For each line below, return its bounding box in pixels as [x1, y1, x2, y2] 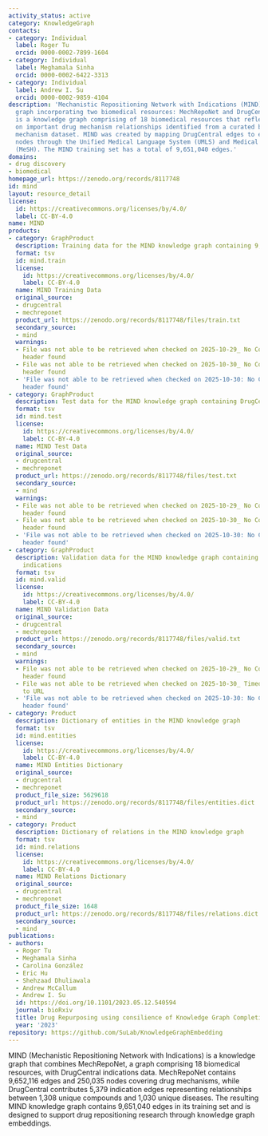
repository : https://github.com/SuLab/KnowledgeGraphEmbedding [8, 1028, 223, 1036]
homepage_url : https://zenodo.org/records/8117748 [8, 175, 180, 184]
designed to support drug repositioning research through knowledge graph [8, 1110, 255, 1119]
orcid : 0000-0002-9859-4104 [15, 93, 109, 101]
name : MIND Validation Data [15, 605, 109, 613]
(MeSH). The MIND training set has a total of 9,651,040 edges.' [15, 145, 238, 153]
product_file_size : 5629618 [15, 791, 109, 799]
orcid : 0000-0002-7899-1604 [15, 49, 109, 57]
